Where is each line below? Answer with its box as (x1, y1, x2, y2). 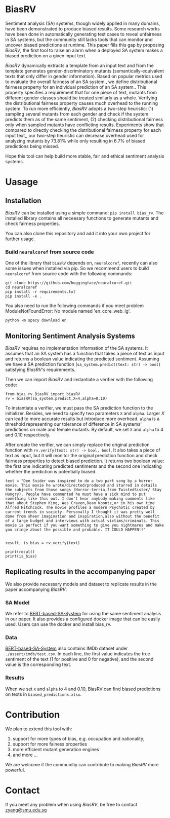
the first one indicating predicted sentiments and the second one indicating (5, 463, 162, 469)
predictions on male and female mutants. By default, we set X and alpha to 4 (5, 427, 163, 433)
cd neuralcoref (5, 285, 37, 290)
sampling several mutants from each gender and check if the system (5, 110, 149, 117)
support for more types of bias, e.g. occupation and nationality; (12, 735, 145, 741)
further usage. (5, 236, 35, 242)
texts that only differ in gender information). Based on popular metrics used (5, 73, 163, 79)
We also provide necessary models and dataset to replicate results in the (5, 581, 157, 587)
